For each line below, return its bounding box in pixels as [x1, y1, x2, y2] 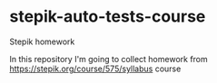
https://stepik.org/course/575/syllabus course [9, 63, 182, 74]
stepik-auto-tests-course [9, 6, 206, 27]
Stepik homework [9, 36, 75, 47]
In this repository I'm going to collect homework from [9, 53, 209, 64]
